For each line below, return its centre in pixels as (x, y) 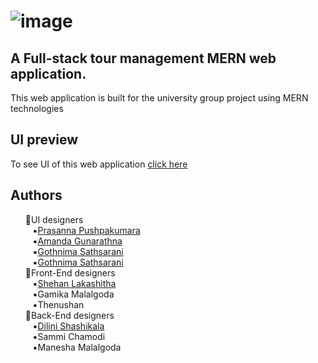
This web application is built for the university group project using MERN (159, 98)
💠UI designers (54, 219)
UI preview (44, 140)
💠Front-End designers (70, 272)
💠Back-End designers (69, 315)
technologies (37, 108)
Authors (36, 195)
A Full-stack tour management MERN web (143, 58)
